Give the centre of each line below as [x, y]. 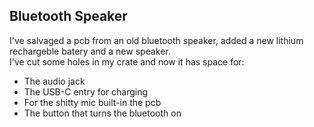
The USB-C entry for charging [86, 91]
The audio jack [54, 81]
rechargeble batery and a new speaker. [90, 51]
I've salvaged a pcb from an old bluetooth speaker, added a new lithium [156, 40]
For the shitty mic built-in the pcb [92, 102]
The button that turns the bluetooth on [102, 113]
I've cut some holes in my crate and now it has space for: [127, 61]
